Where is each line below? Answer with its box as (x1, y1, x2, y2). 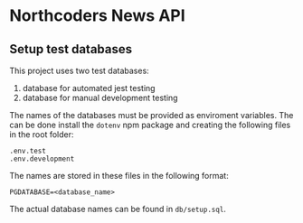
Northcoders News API (9, 5, 185, 26)
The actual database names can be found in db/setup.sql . (9, 204, 226, 214)
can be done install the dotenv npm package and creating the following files (9, 119, 291, 130)
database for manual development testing (22, 92, 178, 103)
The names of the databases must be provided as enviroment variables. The (9, 110, 294, 120)
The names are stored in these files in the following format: (9, 171, 229, 181)
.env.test (9, 146, 47, 155)
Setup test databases (9, 42, 133, 57)
